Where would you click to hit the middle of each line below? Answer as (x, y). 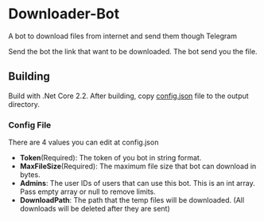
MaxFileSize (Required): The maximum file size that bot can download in (138, 166)
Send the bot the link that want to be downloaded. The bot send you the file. (133, 51)
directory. (24, 104)
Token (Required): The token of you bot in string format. (111, 158)
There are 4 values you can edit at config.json (83, 142)
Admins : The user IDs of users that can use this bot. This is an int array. (138, 184)
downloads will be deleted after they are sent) (95, 209)
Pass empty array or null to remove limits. (88, 191)
